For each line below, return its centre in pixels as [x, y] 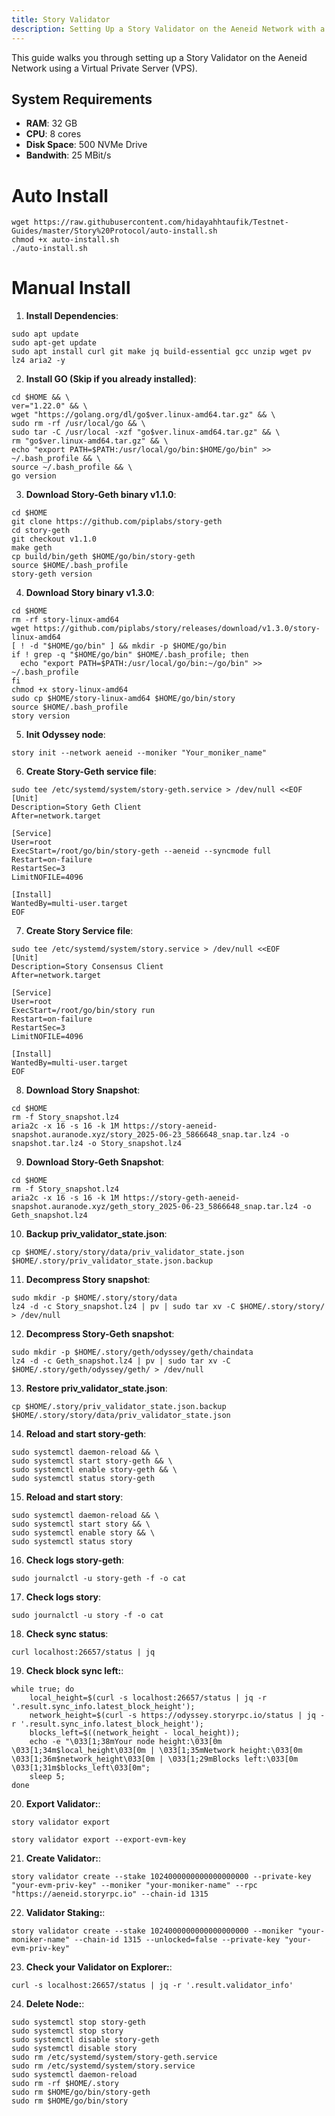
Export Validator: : [63, 1804]
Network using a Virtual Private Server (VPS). [104, 68]
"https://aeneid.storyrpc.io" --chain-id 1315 [110, 1894]
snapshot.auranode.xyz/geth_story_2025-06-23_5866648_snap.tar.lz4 [155, 1207]
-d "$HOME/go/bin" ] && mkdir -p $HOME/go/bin [128, 646]
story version [41, 716]
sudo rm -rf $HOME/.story [65, 2084]
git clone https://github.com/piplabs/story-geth [117, 522]
